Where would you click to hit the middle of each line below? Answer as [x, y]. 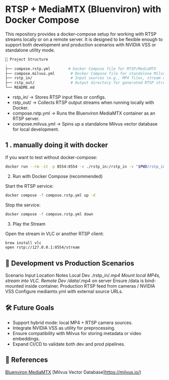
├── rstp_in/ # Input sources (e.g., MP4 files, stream [83, 78]
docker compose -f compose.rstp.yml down [49, 214]
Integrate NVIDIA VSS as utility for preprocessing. [64, 328]
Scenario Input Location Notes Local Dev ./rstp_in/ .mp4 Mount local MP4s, [83, 276]
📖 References [27, 360]
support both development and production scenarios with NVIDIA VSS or [81, 44]
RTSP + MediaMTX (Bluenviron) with [83, 9]
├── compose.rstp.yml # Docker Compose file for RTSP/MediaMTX [81, 69]
